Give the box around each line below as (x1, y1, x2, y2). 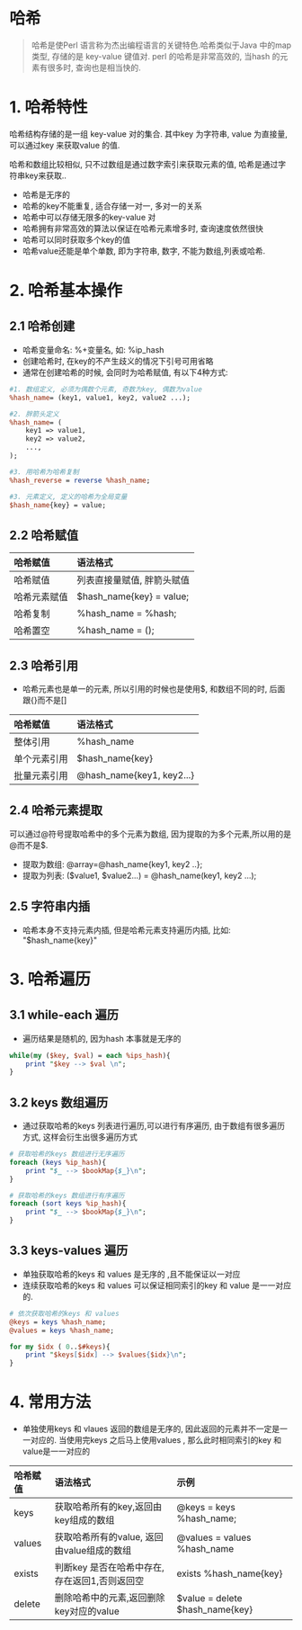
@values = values (176, 1531, 252, 1544)
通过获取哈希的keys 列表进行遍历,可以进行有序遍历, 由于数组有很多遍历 (22, 1121, 286, 1132)
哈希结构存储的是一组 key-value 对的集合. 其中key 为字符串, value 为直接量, (9, 128, 288, 139)
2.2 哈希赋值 (9, 527, 79, 542)
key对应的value (54, 1605, 120, 1617)
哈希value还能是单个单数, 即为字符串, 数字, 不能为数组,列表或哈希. (22, 245, 266, 256)
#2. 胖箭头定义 (9, 409, 60, 418)
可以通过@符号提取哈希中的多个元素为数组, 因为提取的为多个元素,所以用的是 (9, 828, 292, 839)
